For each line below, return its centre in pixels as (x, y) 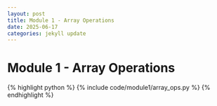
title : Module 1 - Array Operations (61, 20)
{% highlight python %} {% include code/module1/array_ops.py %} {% (109, 88)
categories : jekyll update (47, 33)
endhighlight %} (31, 95)
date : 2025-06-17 (33, 27)
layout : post (26, 14)
